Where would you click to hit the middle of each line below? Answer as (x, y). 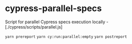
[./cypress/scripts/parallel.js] (34, 27)
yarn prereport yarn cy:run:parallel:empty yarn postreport (66, 37)
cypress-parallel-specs (53, 8)
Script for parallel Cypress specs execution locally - (57, 22)
